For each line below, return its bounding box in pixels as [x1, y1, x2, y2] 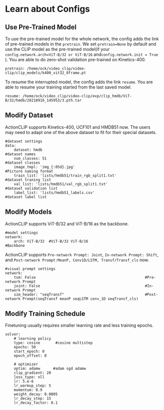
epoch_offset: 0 [14, 353, 47, 358]
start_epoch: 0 [14, 349, 45, 354]
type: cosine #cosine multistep [14, 341, 93, 345]
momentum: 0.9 [14, 387, 42, 392]
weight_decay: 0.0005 [14, 392, 58, 397]
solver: [5, 332, 21, 337]
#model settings [5, 230, 38, 235]
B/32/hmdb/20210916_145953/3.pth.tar [5, 98, 82, 103]
